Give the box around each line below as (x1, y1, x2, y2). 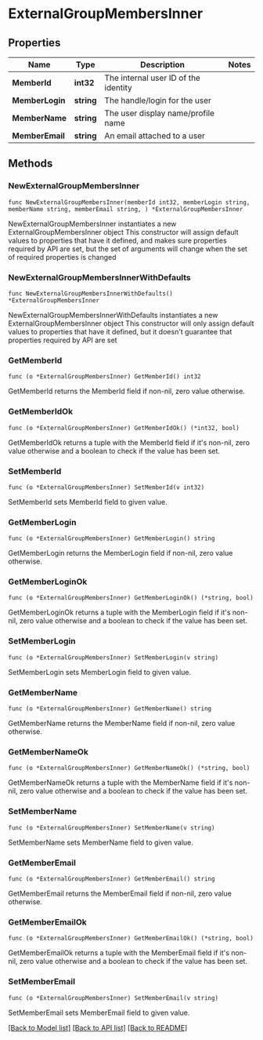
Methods (8, 157, 53, 170)
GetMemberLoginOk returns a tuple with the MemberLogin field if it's (8, 608, 231, 617)
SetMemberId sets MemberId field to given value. (8, 497, 168, 506)
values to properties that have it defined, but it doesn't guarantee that (8, 327, 232, 336)
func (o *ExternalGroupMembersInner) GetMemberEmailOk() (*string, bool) (8, 935, 254, 943)
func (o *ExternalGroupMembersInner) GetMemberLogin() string (8, 535, 215, 542)
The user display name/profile (104, 108, 215, 119)
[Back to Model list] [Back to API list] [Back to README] (8, 1023, 188, 1032)
